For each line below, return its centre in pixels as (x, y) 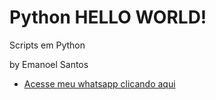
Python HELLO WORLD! (108, 17)
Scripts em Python (47, 45)
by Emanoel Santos (49, 64)
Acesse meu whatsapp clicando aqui (99, 83)
